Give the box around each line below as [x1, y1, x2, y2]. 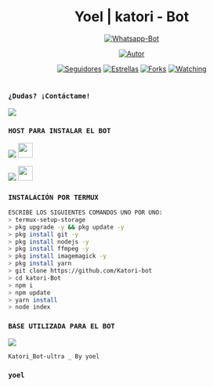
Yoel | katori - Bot [74, 8, 190, 26]
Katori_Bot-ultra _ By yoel [8, 353, 100, 360]
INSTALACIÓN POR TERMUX [8, 193, 100, 201]
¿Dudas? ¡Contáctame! [8, 92, 91, 101]
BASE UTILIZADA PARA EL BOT [8, 322, 115, 331]
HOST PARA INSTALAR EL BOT [8, 126, 111, 136]
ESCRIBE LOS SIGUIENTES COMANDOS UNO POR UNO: [8, 208, 163, 217]
